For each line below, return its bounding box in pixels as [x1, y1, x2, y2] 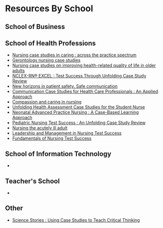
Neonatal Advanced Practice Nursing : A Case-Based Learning [12, 109, 139, 115]
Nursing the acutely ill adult [12, 125, 68, 131]
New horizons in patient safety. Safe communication [12, 83, 118, 89]
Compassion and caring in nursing [12, 99, 82, 105]
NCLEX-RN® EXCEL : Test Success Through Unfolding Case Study [12, 73, 147, 79]
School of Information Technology [5, 150, 112, 158]
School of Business [5, 23, 65, 31]
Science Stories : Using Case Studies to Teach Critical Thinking [12, 217, 140, 223]
